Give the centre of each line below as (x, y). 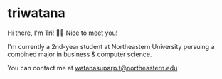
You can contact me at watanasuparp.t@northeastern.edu (92, 68)
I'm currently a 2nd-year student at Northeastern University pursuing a (111, 46)
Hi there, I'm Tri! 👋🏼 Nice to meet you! (63, 33)
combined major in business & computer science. (80, 54)
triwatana (36, 13)
